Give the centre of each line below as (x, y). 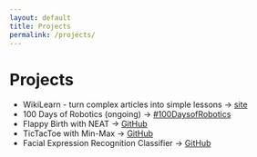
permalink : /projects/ (52, 34)
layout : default (40, 18)
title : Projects (40, 26)
